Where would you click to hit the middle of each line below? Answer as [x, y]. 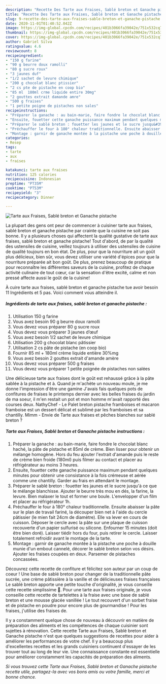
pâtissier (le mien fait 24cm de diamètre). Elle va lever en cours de [80, 517]
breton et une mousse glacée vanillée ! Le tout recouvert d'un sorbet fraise [82, 600]
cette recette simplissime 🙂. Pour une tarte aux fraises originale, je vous [79, 589]
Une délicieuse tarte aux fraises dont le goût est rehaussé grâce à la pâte [80, 378]
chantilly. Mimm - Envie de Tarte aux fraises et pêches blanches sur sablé [81, 415]
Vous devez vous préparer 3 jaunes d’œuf [55, 332]
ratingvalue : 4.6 [23, 46]
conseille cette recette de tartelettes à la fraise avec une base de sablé [77, 595]
